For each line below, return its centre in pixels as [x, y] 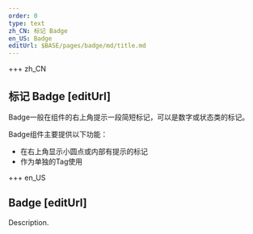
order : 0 [23, 16]
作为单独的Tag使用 [51, 161]
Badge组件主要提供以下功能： [58, 134]
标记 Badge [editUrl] [60, 96]
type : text [27, 23]
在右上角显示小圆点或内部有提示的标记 [84, 151]
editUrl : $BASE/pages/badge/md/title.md [78, 46]
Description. [29, 222]
